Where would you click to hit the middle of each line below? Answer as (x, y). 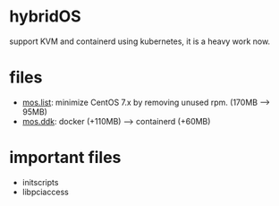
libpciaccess (45, 192)
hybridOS (46, 17)
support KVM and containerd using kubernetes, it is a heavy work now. (140, 41)
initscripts (40, 182)
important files (65, 158)
